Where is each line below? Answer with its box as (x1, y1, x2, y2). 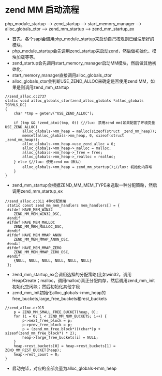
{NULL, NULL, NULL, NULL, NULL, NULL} (14, 258, 92, 263)
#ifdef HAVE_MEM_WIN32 (7, 207, 53, 212)
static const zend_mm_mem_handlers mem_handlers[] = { (7, 203, 120, 208)
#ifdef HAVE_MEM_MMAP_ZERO (7, 245, 62, 250)
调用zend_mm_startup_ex (12, 188, 63, 194)
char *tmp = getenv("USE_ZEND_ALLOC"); (14, 111, 94, 116)
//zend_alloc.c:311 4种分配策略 (5, 199, 67, 204)
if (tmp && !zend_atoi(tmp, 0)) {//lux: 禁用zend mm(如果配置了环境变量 (14, 120, 155, 125)
